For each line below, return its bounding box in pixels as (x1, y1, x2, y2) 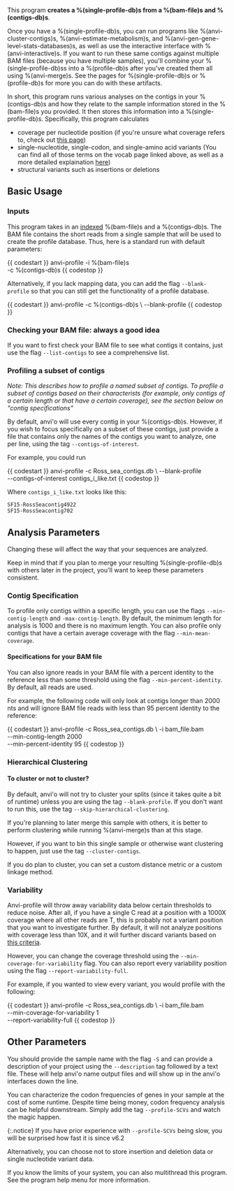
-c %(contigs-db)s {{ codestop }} (7, 266, 103, 274)
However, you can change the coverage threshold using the (7, 952, 180, 960)
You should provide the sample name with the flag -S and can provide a (7, 1055, 213, 1063)
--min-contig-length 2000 (7, 732, 82, 740)
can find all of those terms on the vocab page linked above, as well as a (17, 150, 224, 159)
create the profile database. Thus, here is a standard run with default (7, 237, 205, 245)
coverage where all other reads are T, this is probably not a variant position (7, 916, 224, 925)
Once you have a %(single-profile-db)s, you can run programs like (7, 27, 199, 35)
